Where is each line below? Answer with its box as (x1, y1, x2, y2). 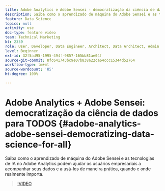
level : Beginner (5, 48, 38, 53)
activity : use (5, 26, 34, 31)
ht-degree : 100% (5, 72, 38, 76)
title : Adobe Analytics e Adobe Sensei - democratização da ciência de (5, 7, 155, 12)
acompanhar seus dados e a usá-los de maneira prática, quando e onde (5, 166, 151, 172)
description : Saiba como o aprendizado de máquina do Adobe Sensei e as (5, 12, 157, 17)
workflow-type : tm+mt (5, 62, 50, 67)
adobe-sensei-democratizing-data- (5, 129, 155, 140)
